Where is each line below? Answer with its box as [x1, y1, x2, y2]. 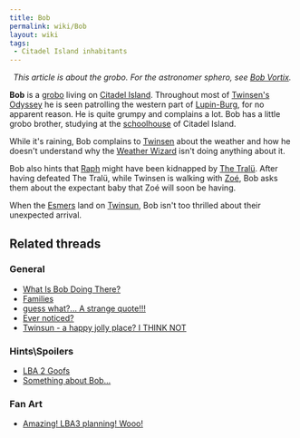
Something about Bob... [22, 375, 111, 386]
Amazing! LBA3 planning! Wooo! [22, 418, 143, 429]
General [9, 263, 45, 276]
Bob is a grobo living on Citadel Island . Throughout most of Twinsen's [9, 90, 270, 101]
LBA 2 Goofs [22, 365, 71, 376]
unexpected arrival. [9, 209, 82, 220]
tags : [9, 38, 30, 48]
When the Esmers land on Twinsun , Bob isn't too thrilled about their [9, 200, 261, 211]
